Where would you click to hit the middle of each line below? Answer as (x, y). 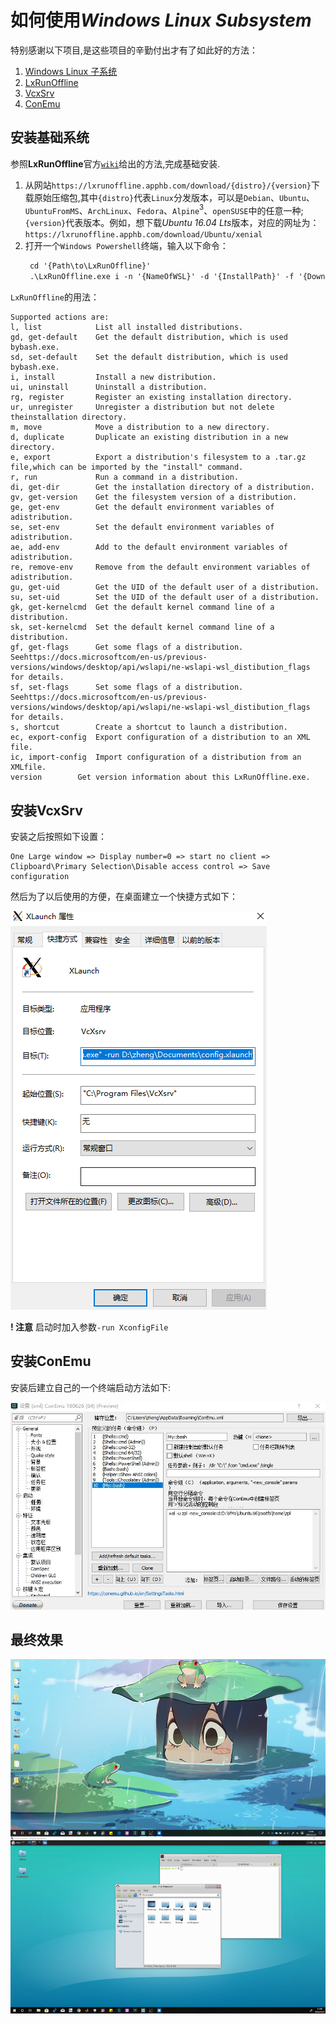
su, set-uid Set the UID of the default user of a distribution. (165, 597)
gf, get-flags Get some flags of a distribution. (127, 647)
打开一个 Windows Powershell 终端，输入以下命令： (126, 246)
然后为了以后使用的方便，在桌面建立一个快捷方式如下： (124, 896)
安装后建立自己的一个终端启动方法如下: (91, 1387)
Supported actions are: (60, 317)
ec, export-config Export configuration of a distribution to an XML (160, 737)
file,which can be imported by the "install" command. (127, 467)
